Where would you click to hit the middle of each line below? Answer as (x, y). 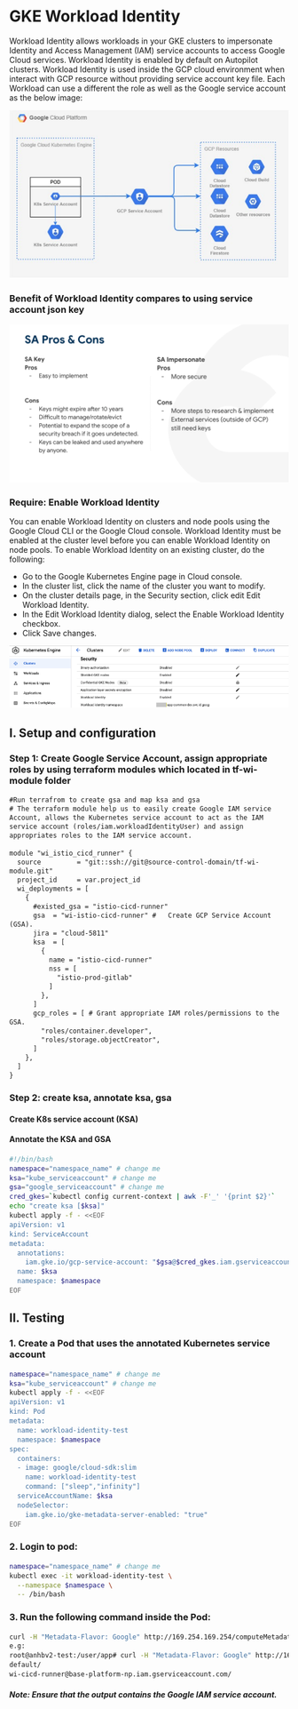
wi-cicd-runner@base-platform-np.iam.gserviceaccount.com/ (121, 1674)
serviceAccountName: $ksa (65, 1496)
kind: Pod (27, 1412)
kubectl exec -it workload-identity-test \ (91, 1576)
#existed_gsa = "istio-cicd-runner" (100, 907)
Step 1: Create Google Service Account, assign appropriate (138, 758)
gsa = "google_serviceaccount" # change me (87, 1187)
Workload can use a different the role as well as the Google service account (148, 88)
